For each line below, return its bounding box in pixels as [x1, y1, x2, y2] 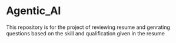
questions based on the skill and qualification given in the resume [6, 29, 165, 37]
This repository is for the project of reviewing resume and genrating [6, 24, 171, 31]
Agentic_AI [6, 4, 61, 18]
